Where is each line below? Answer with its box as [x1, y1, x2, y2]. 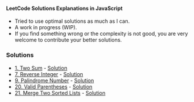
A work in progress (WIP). [14, 24, 77, 31]
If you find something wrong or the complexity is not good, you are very [14, 30, 189, 38]
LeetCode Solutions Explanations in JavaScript [6, 5, 123, 12]
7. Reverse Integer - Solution [14, 70, 83, 77]
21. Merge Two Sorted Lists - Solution [14, 89, 105, 96]
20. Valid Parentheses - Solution [14, 83, 93, 90]
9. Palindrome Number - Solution [14, 77, 94, 84]
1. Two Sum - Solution [14, 64, 67, 72]
